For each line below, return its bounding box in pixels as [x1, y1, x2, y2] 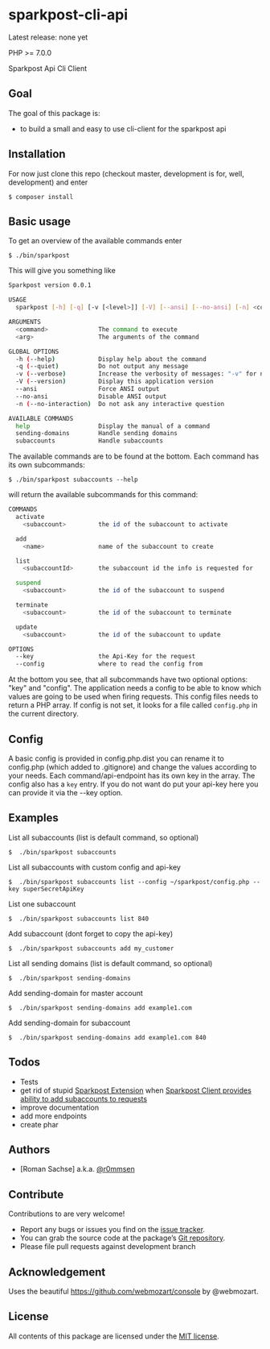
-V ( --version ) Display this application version [15, 377, 215, 386]
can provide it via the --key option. [8, 787, 123, 797]
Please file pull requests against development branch [19, 1242, 196, 1251]
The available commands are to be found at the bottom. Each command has [8, 451, 260, 461]
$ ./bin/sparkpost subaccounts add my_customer [8, 944, 174, 953]
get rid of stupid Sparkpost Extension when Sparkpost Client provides [19, 1085, 252, 1095]
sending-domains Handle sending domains [15, 430, 178, 438]
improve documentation [19, 1102, 99, 1112]
